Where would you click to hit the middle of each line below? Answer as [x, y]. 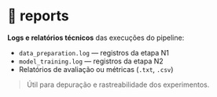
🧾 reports [38, 16]
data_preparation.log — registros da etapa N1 [94, 52]
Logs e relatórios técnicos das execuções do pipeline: [96, 38]
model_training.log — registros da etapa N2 [91, 61]
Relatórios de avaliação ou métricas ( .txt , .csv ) [96, 69]
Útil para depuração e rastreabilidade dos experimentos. [118, 84]
